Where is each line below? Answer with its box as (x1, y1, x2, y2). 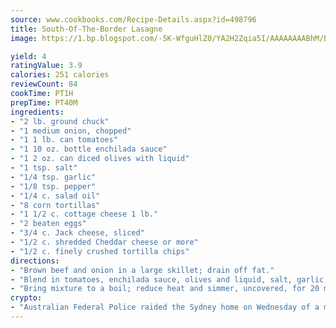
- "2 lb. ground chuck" (10, 116, 110, 126)
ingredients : (10, 107, 65, 117)
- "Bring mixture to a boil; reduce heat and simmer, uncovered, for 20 (10, 284, 320, 294)
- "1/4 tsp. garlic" (10, 172, 97, 182)
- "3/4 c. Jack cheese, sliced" (10, 228, 145, 238)
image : (10, 33, 38, 43)
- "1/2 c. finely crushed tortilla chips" (10, 246, 190, 256)
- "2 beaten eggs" (10, 219, 87, 229)
